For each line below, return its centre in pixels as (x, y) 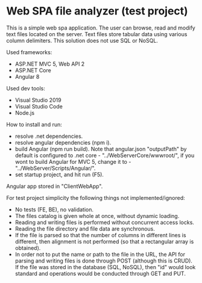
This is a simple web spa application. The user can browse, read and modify (101, 28)
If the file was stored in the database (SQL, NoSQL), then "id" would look (105, 267)
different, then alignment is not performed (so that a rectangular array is (104, 241)
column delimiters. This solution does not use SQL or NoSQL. (82, 40)
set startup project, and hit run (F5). (59, 174)
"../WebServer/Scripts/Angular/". (55, 168)
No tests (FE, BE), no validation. (54, 210)
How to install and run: (34, 124)
